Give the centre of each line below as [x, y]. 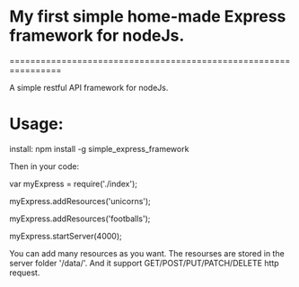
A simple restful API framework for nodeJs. [89, 87]
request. [25, 273]
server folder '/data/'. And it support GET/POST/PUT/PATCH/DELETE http [145, 263]
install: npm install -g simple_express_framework [99, 148]
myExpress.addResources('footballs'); [80, 219]
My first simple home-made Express [148, 17]
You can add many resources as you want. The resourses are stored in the [147, 253]
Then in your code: [44, 166]
